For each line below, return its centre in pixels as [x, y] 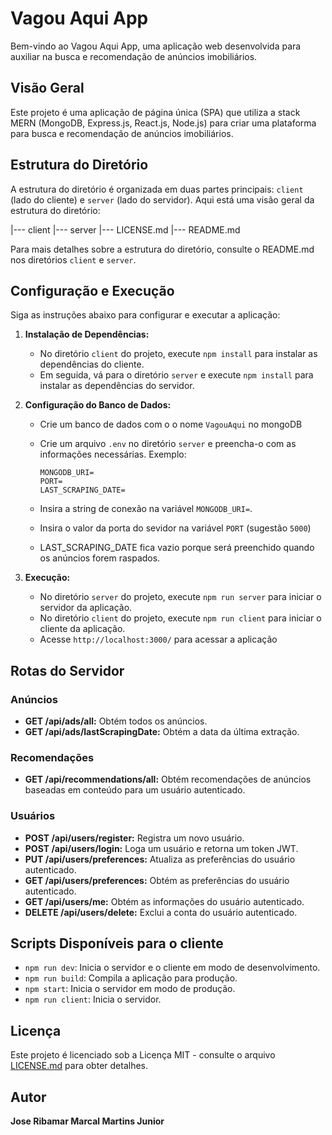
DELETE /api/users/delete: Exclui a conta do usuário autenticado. [161, 912]
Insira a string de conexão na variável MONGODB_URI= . [146, 509]
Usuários [33, 816]
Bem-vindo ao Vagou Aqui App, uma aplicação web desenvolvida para [156, 46]
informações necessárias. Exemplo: [113, 454]
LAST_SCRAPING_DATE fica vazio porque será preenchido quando [177, 548]
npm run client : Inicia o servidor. [93, 999]
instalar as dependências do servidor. [117, 386]
